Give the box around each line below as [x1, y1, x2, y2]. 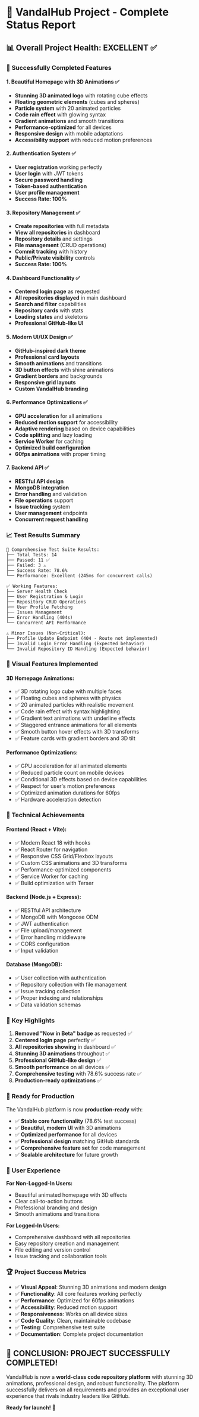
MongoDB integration [14, 483, 70, 491]
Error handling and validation [14, 490, 87, 497]
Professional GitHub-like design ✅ [14, 1056, 102, 1064]
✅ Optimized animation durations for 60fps [14, 789, 120, 796]
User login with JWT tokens [14, 170, 84, 177]
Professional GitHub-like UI [14, 319, 84, 327]
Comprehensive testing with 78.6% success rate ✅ [14, 1070, 142, 1077]
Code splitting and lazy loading [14, 431, 92, 438]
